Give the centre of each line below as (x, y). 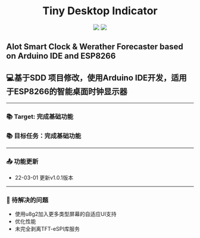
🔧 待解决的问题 (27, 200)
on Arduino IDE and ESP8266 (61, 56)
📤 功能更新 (22, 161)
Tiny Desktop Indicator (100, 11)
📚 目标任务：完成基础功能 (44, 136)
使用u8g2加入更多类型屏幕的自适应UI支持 (66, 214)
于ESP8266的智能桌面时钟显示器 (67, 91)
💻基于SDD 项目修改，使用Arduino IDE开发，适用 (97, 77)
